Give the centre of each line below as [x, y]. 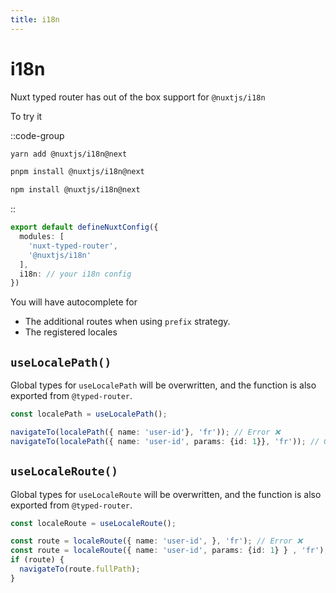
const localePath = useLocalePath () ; [89, 414]
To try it [26, 116]
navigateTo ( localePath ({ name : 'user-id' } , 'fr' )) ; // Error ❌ [145, 432]
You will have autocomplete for [74, 302]
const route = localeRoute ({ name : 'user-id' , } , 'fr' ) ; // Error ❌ [156, 541]
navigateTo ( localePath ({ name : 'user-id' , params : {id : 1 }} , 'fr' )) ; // [165, 441]
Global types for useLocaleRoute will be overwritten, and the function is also [166, 494]
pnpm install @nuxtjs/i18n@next [77, 172]
